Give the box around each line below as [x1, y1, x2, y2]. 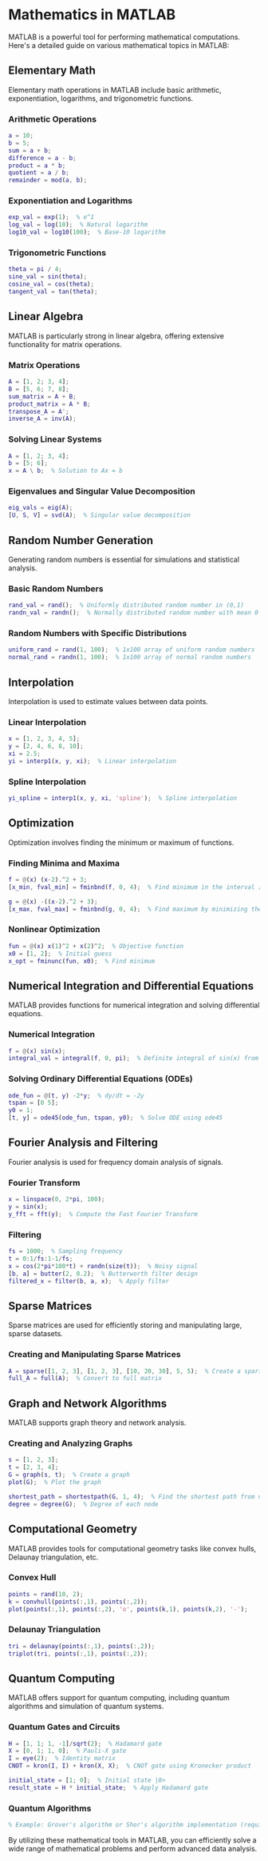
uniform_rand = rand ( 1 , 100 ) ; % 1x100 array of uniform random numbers [8, 646, 255, 654]
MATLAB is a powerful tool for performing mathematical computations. [8, 32, 241, 42]
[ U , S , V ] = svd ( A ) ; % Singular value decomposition [8, 511, 191, 519]
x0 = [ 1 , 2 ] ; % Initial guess [8, 950, 112, 958]
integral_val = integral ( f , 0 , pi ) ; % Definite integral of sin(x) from [8, 1055, 259, 1063]
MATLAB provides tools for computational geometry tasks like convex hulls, [8, 1543, 257, 1553]
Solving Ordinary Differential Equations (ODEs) [8, 1074, 193, 1085]
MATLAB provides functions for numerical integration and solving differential [8, 1000, 260, 1010]
